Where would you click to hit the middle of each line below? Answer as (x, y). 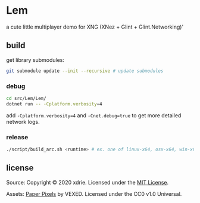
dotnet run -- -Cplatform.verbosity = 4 (54, 104)
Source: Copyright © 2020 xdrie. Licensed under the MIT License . (87, 182)
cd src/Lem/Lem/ (26, 98)
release (17, 137)
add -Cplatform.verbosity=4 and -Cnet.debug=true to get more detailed (94, 115)
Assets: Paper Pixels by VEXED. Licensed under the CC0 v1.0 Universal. (94, 193)
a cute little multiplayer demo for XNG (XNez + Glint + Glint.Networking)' (95, 27)
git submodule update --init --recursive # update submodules (85, 71)
